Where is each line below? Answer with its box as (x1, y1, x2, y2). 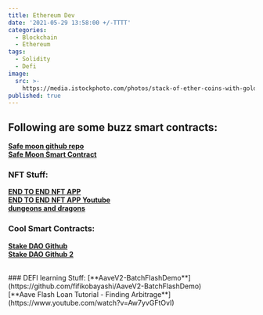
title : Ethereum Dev (8, 11, 76, 20)
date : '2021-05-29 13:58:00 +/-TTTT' (8, 19, 131, 27)
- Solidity (15, 56, 51, 63)
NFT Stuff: (8, 169, 49, 180)
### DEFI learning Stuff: (8, 273, 86, 282)
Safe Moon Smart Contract (8, 150, 97, 159)
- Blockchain (15, 33, 58, 42)
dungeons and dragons (8, 204, 86, 213)
